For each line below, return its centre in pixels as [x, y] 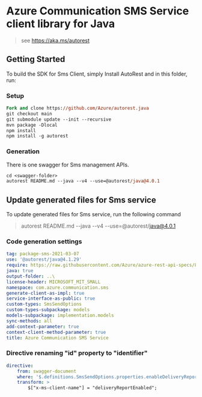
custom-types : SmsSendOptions [44, 305]
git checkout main [29, 114]
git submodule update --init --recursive [59, 119]
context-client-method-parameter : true [56, 332]
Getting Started [36, 59]
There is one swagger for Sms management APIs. [68, 165]
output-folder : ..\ [31, 276]
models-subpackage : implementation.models [60, 316]
